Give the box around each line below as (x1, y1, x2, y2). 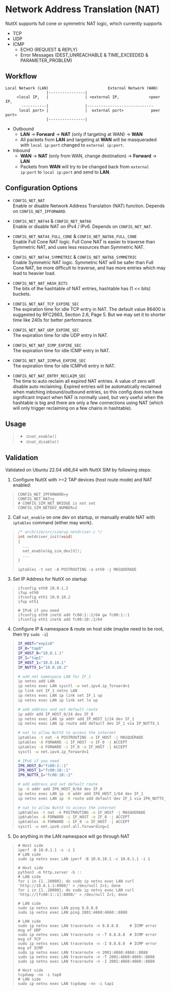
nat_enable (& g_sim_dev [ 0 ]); (22, 548, 82, 553)
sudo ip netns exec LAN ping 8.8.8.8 (17, 905, 98, 911)
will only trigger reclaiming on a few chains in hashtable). (12, 405, 132, 411)
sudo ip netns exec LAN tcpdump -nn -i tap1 (17, 981, 114, 986)
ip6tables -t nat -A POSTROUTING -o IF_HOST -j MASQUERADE (17, 810, 146, 815)
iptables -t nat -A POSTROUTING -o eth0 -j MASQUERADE (17, 567, 137, 572)
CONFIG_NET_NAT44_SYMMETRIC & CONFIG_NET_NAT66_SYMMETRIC (12, 253, 137, 260)
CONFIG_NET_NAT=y (17, 496, 55, 502)
